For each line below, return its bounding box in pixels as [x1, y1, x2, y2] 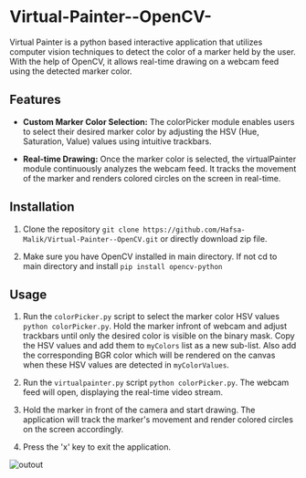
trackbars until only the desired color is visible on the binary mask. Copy [22, 330, 295, 341]
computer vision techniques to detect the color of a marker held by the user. [9, 46, 297, 57]
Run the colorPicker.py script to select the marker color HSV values [22, 311, 280, 322]
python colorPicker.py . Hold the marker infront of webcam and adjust [22, 321, 288, 332]
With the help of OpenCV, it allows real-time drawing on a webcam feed [9, 56, 280, 67]
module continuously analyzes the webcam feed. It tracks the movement [22, 162, 297, 174]
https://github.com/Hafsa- [142, 225, 246, 234]
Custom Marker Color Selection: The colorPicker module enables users [22, 116, 295, 127]
